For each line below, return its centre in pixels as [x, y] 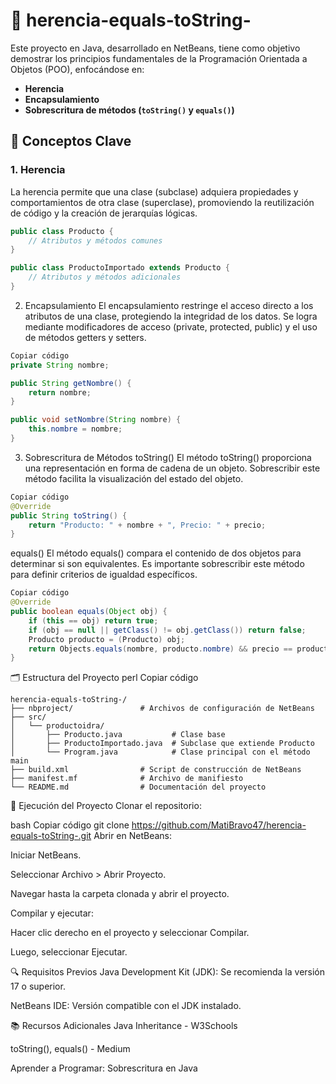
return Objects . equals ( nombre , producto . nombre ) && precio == [160, 649]
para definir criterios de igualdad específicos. [104, 575]
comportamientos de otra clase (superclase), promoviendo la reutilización [162, 202]
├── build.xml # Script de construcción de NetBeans [156, 770]
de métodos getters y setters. [85, 337]
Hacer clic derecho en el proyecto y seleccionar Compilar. [130, 933]
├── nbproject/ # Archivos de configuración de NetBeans [162, 709]
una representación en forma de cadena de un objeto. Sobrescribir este [172, 468]
